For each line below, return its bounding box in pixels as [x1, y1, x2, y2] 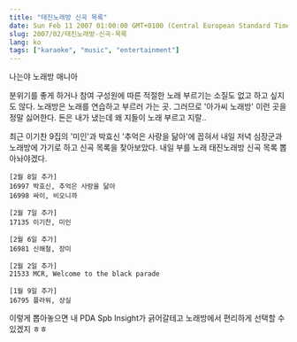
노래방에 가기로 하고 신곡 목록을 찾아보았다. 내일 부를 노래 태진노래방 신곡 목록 [9, 143, 278, 153]
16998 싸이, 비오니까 [9, 191, 78, 200]
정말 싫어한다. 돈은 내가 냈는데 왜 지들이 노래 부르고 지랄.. [9, 113, 207, 123]
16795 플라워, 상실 [9, 296, 72, 306]
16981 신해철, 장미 [9, 245, 72, 253]
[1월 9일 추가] [9, 287, 57, 296]
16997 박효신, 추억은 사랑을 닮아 [9, 183, 116, 191]
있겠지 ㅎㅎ [9, 324, 48, 335]
